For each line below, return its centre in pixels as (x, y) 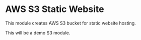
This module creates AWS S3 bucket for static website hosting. (70, 23)
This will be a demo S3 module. (38, 32)
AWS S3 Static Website (55, 9)
